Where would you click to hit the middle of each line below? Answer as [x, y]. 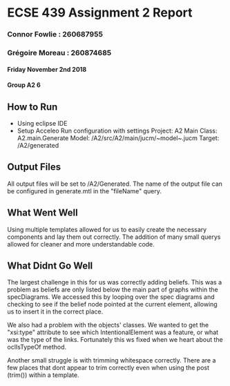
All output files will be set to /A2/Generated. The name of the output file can [115, 184]
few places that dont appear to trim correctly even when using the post [108, 368]
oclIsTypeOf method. [37, 347]
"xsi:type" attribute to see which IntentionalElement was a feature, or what [113, 332]
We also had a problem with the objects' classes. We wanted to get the [108, 325]
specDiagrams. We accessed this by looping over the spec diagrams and [111, 297]
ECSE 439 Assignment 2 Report [100, 13]
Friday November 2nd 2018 [47, 69]
